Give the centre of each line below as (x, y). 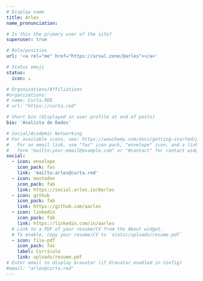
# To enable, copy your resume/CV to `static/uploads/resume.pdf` (97, 234)
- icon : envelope (34, 162)
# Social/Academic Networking (44, 134)
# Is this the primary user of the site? (59, 34)
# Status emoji (25, 67)
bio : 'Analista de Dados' (39, 123)
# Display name (25, 12)
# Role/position (27, 51)
